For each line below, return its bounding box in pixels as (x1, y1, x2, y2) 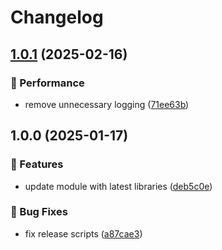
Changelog (10, 6, 104, 29)
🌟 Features (10, 157, 64, 171)
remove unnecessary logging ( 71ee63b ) (24, 98, 190, 110)
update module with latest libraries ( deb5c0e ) (24, 180, 213, 192)
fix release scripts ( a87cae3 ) (24, 227, 143, 240)
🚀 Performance (10, 76, 85, 90)
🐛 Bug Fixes (10, 205, 68, 219)
